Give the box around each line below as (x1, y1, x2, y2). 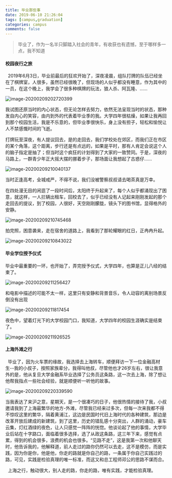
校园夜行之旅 (5, 60, 32, 67)
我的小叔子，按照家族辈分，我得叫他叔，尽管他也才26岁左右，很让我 (13, 365, 159, 371)
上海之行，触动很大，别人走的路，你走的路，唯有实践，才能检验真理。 (7, 467, 156, 473)
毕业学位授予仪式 (5, 250, 41, 256)
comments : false (5, 27, 40, 32)
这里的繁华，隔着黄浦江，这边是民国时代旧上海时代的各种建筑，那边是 (18, 411, 167, 417)
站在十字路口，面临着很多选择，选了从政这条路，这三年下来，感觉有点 (14, 430, 162, 436)
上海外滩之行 (5, 346, 32, 352)
